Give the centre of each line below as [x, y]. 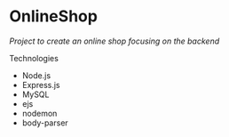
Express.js [41, 85]
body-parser [45, 123]
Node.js [36, 75]
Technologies [34, 58]
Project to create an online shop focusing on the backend [114, 41]
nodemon [39, 113]
